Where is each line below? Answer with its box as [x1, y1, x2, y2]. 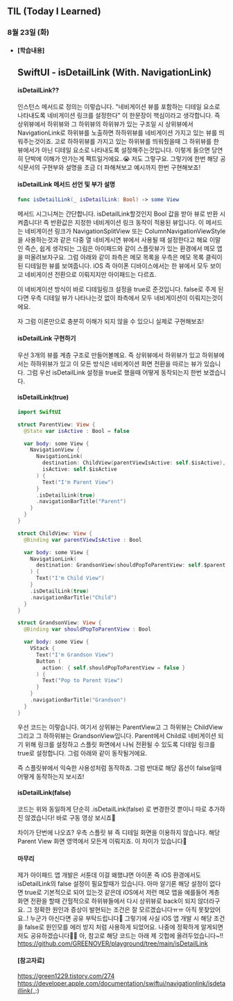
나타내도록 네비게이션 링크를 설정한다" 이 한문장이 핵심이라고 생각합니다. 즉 [17, 111, 221, 119]
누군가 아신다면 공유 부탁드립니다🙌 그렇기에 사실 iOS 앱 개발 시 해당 [30, 914, 213, 923]
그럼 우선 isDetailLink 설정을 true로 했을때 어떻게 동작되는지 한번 [26, 368, 202, 377]
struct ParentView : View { [17, 421, 96, 428]
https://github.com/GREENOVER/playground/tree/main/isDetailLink [17, 939, 208, 948]
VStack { [30, 645, 55, 652]
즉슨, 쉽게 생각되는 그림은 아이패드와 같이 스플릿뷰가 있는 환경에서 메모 [24, 244, 216, 253]
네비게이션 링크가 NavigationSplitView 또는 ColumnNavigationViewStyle [24, 227, 226, 235]
